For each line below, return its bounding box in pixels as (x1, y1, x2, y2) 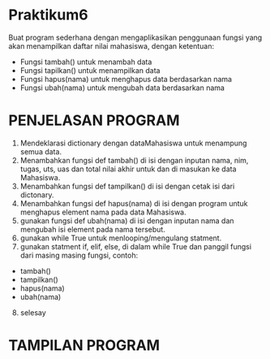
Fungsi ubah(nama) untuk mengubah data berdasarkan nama (19, 83, 225, 93)
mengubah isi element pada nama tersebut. (19, 224, 166, 234)
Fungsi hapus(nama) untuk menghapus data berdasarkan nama (19, 74, 233, 84)
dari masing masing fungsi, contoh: (19, 250, 139, 260)
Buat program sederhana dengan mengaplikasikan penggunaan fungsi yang (8, 32, 263, 42)
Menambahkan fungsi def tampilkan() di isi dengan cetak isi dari (19, 181, 235, 191)
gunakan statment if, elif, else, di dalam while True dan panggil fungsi (19, 241, 252, 251)
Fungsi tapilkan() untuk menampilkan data (19, 65, 161, 75)
